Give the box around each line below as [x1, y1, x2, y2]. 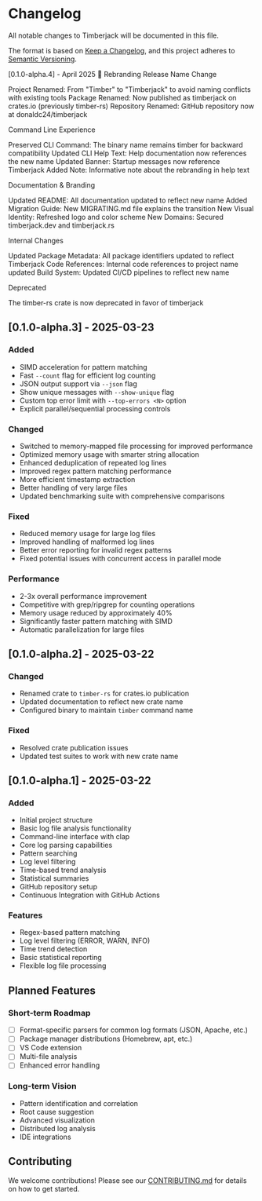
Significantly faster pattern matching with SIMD [19, 616, 173, 626]
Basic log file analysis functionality [19, 823, 132, 833]
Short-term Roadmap [8, 1007, 91, 1018]
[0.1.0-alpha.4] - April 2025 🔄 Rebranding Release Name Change [8, 69, 217, 78]
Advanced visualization [19, 1115, 96, 1125]
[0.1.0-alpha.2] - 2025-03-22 [8, 647, 155, 660]
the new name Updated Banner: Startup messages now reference [8, 156, 220, 166]
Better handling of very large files [19, 483, 128, 492]
